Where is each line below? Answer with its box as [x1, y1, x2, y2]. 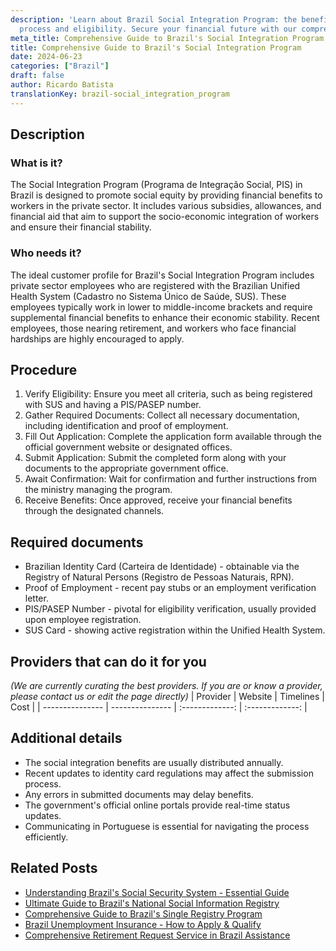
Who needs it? [10, 246, 82, 260]
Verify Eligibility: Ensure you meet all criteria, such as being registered [24, 388, 313, 400]
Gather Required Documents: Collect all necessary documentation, [24, 409, 300, 421]
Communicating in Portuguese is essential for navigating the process [24, 820, 310, 832]
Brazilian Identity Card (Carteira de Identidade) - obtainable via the [24, 561, 300, 573]
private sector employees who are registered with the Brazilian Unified [10, 279, 301, 291]
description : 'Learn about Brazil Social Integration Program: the [10, 14, 298, 25]
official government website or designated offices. [24, 441, 233, 453]
